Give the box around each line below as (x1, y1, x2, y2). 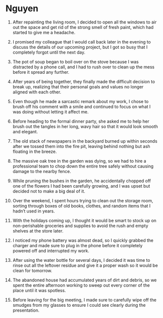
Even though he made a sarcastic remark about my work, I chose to (12, 98, 149, 104)
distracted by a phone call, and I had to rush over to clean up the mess (12, 64, 155, 70)
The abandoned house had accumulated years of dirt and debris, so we (12, 277, 157, 283)
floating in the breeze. (12, 148, 57, 154)
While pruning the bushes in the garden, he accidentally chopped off (12, 178, 151, 184)
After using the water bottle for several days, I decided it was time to (12, 257, 150, 263)
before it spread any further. (12, 69, 70, 75)
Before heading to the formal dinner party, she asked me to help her (12, 118, 149, 124)
